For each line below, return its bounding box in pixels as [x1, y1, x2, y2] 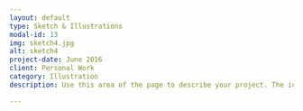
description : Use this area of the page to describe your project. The [9, 80, 284, 89]
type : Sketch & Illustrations [9, 22, 124, 31]
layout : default [9, 13, 70, 23]
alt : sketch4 [9, 47, 59, 56]
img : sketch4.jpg [9, 38, 75, 48]
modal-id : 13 [9, 30, 59, 39]
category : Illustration [9, 72, 99, 81]
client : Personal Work [9, 64, 95, 73]
